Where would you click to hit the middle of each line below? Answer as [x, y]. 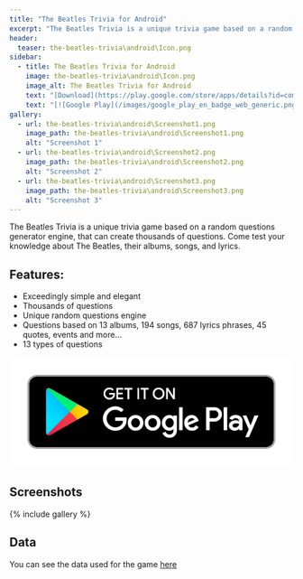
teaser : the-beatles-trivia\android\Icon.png [105, 48]
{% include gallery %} [50, 514]
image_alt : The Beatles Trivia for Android [109, 86]
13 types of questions [62, 344]
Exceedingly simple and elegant [82, 296]
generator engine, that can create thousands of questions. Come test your [147, 237]
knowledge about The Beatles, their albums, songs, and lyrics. [125, 246]
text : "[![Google [58, 105]
